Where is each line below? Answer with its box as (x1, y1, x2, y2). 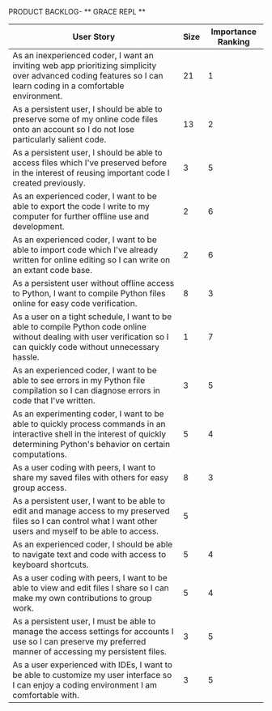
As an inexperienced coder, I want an (12, 50, 154, 61)
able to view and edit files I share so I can (12, 582, 169, 594)
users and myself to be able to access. (12, 526, 159, 537)
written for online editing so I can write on (12, 254, 171, 266)
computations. (12, 449, 67, 460)
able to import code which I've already (12, 245, 159, 255)
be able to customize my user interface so (12, 670, 172, 680)
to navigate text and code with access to (12, 549, 167, 560)
